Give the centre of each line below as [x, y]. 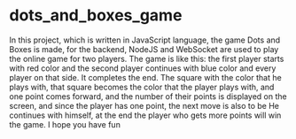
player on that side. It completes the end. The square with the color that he [145, 77]
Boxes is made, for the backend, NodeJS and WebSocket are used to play [144, 49]
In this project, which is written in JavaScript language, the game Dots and [145, 40]
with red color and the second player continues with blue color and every [143, 68]
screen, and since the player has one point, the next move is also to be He [144, 105]
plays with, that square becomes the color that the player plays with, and [142, 87]
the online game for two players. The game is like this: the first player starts [147, 58]
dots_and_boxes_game [96, 15]
